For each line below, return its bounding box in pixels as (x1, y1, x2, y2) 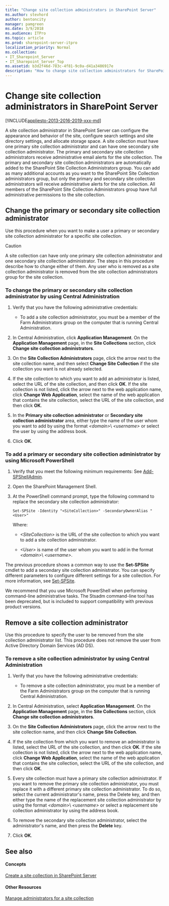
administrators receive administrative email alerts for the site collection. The (5, 154, 162, 160)
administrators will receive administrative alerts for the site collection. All (5, 181, 155, 187)
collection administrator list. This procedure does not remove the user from (5, 637, 161, 644)
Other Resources (5, 884, 42, 890)
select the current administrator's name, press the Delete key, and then (12, 791, 160, 797)
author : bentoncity (5, 17, 46, 22)
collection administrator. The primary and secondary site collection (5, 148, 144, 154)
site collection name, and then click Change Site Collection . (12, 729, 137, 735)
